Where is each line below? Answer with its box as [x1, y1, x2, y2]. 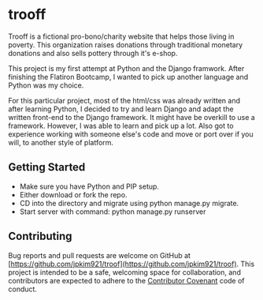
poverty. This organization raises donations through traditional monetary [8, 39, 243, 49]
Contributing [8, 230, 72, 243]
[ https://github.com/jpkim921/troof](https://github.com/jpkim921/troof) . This [8, 259, 255, 268]
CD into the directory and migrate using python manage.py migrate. [19, 198, 239, 208]
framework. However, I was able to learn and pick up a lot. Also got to [8, 121, 234, 130]
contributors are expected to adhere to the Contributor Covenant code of [8, 276, 246, 285]
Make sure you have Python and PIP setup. [19, 182, 160, 191]
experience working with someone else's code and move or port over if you [8, 129, 254, 139]
